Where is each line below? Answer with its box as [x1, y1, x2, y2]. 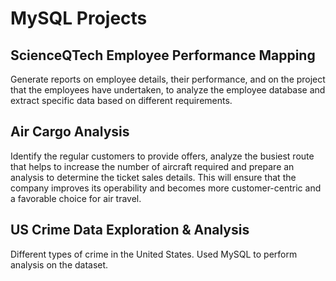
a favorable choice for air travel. [10, 192, 142, 204]
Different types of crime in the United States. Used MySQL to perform [10, 248, 298, 260]
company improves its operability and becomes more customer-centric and [10, 182, 322, 194]
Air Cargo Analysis [10, 123, 130, 141]
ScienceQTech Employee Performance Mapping [10, 47, 316, 64]
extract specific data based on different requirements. [10, 95, 233, 106]
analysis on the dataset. [10, 258, 109, 271]
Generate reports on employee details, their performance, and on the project [10, 73, 326, 85]
